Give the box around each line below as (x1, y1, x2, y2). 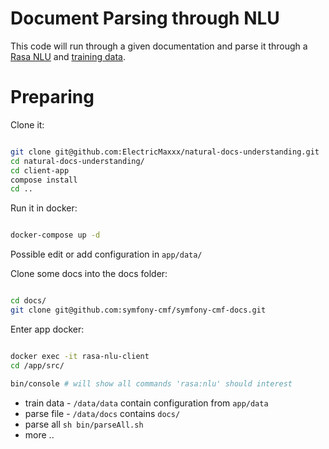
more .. (24, 428, 55, 441)
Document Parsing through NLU (10, 7, 280, 30)
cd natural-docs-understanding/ (10, 156, 145, 166)
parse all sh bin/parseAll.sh (24, 418, 144, 430)
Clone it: (10, 118, 45, 131)
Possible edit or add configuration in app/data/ (10, 248, 203, 261)
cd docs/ (10, 296, 47, 306)
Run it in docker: (10, 202, 78, 214)
